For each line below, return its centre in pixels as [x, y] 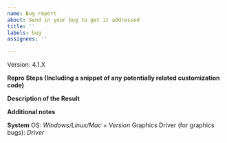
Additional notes [31, 112]
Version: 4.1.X [26, 65]
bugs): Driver [26, 133]
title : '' [21, 26]
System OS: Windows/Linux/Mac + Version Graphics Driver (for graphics [111, 125]
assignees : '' [28, 39]
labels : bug [24, 33]
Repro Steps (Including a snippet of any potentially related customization [113, 78]
